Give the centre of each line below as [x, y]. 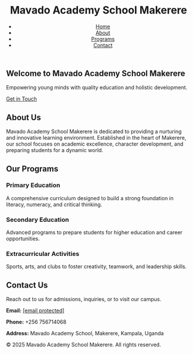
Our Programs [32, 169]
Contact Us [27, 285]
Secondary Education [38, 220]
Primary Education [33, 186]
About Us [23, 117]
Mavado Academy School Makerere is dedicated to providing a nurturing [94, 132]
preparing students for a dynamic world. [55, 150]
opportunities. [23, 239]
